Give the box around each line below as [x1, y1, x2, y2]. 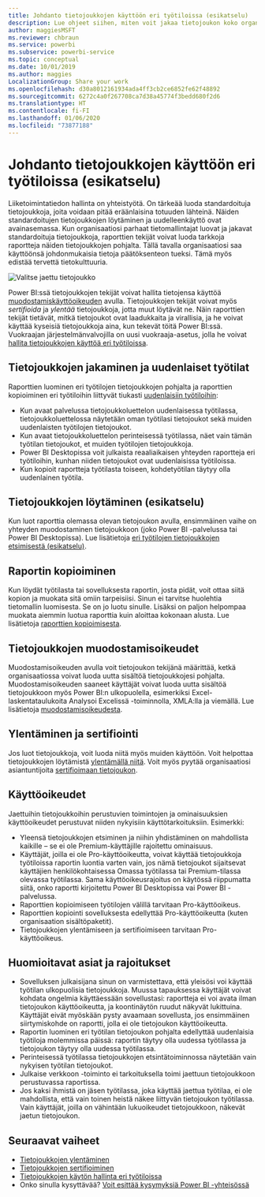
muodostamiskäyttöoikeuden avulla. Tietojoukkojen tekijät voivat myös [8, 296, 237, 305]
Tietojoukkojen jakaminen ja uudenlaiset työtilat [8, 361, 250, 375]
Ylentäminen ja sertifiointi [8, 728, 139, 741]
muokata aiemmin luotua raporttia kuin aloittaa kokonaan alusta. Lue [8, 611, 230, 620]
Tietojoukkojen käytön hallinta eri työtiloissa [19, 1172, 162, 1181]
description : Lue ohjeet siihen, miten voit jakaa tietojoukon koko [8, 19, 238, 27]
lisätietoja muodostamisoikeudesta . [8, 704, 123, 714]
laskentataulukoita [8, 696, 68, 705]
